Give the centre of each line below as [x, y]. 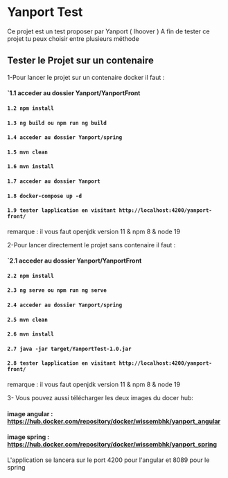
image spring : [28, 437]
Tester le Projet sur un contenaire [81, 61]
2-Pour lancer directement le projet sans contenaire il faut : [91, 245]
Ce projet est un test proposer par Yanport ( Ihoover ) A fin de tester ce [108, 31]
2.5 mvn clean [28, 320]
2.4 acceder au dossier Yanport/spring [65, 305]
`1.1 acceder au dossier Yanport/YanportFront [74, 93]
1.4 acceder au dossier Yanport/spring [65, 138]
